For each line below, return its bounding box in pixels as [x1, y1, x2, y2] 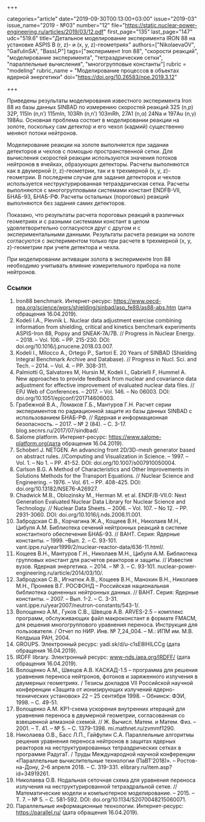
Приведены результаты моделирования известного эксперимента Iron [7, 97, 192, 104]
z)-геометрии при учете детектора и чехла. [7, 244, 120, 250]
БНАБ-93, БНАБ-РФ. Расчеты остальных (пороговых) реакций [7, 193, 169, 200]
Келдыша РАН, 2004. [15, 634, 71, 642]
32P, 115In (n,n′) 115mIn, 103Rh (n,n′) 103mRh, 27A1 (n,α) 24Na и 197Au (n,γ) [7, 110, 196, 117]
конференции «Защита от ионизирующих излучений [15, 686, 153, 693]
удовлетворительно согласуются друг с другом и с [7, 224, 141, 232]
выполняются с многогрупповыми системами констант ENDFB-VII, [7, 186, 181, 194]
